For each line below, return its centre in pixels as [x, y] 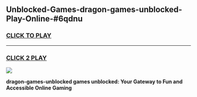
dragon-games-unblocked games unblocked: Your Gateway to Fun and [94, 81]
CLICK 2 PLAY [26, 58]
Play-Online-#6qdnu [45, 19]
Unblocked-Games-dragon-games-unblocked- [94, 10]
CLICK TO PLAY [29, 36]
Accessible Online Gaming [39, 88]
